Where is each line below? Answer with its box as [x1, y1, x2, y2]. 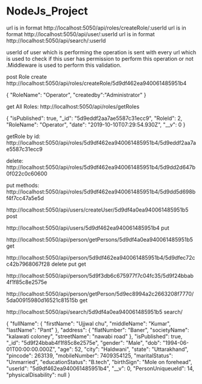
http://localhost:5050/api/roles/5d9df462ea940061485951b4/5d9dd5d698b [6, 188, 196, 195]
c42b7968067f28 [6, 260, 50, 268]
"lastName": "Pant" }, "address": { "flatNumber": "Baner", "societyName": [6, 326, 189, 333]
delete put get [51, 260, 86, 268]
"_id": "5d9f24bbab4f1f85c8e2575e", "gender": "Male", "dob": [6, 339, 162, 346]
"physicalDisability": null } [6, 371, 71, 378]
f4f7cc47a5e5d [6, 194, 44, 201]
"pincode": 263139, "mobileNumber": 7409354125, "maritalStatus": [6, 351, 174, 359]
